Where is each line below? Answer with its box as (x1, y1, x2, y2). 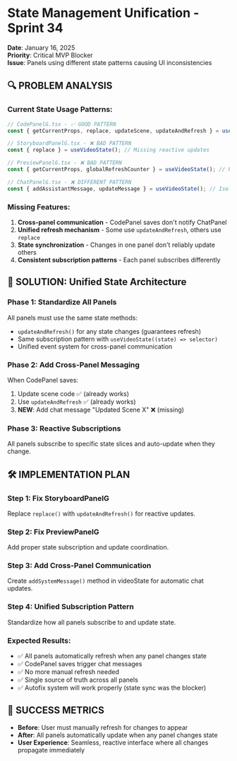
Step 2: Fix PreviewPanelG (7, 527, 100, 537)
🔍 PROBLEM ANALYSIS (7, 80, 113, 92)
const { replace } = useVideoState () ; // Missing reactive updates (7, 146, 210, 153)
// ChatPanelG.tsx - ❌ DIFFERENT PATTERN (7, 178, 132, 185)
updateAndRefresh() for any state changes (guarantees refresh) (17, 327, 202, 335)
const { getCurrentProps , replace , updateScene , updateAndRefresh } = (7, 127, 219, 134)
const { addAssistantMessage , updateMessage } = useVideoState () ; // (7, 185, 217, 192)
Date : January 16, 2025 (7, 43, 75, 52)
